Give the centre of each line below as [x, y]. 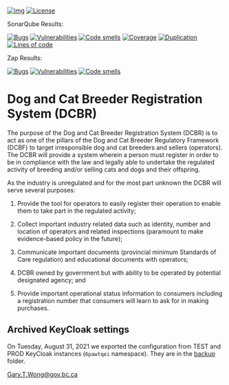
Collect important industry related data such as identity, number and [114, 224]
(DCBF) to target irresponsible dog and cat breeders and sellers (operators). [115, 147]
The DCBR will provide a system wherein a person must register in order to [113, 154]
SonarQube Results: [35, 24]
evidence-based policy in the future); [69, 238]
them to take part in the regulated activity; [76, 211]
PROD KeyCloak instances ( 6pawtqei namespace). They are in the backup [111, 353]
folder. [16, 361]
